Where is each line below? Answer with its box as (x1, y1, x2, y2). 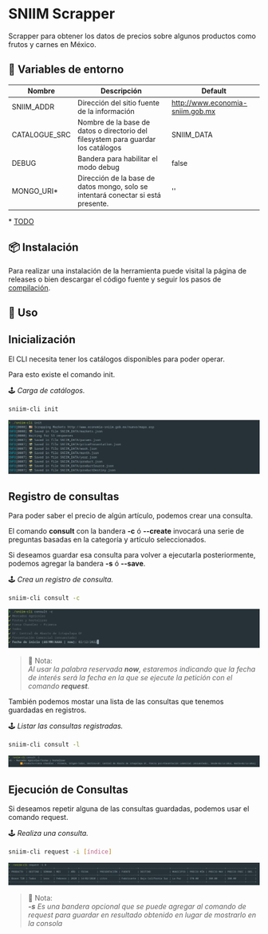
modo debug (77, 163, 120, 171)
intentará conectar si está (77, 191, 161, 200)
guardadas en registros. (8, 705, 87, 715)
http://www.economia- (171, 97, 248, 108)
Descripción (100, 86, 142, 96)
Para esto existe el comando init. (8, 369, 116, 379)
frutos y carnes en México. (8, 39, 97, 49)
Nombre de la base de (77, 117, 150, 127)
